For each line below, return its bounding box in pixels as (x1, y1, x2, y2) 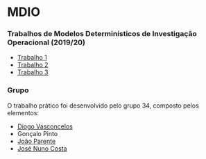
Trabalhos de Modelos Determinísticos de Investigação (7, 29, 197, 39)
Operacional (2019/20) (7, 37, 85, 47)
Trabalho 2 (17, 60, 49, 69)
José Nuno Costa (17, 144, 67, 153)
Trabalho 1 (17, 53, 47, 62)
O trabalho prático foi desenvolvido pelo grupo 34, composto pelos (7, 101, 199, 110)
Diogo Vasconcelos (17, 122, 73, 131)
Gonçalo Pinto (17, 129, 58, 137)
